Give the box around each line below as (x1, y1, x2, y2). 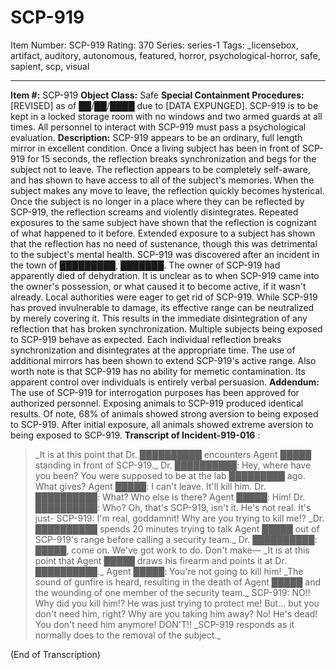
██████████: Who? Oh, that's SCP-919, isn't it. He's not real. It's (34, 501, 312, 513)
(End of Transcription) (10, 648, 101, 660)
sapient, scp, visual (10, 60, 90, 72)
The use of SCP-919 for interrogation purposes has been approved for (10, 386, 300, 398)
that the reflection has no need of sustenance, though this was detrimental (10, 237, 318, 250)
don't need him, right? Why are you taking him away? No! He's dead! (34, 607, 318, 620)
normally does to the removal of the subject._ (34, 629, 222, 641)
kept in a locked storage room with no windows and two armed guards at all (10, 110, 323, 122)
